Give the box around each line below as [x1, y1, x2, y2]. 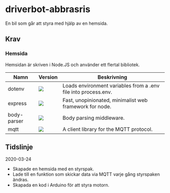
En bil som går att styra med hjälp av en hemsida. [5, 20, 108, 26]
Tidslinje [5, 143, 33, 152]
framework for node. [62, 103, 111, 110]
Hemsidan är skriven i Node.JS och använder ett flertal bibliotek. [5, 62, 140, 68]
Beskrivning [97, 73, 127, 80]
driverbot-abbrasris [5, 4, 91, 15]
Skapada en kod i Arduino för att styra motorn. [12, 182, 110, 188]
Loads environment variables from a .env [62, 82, 160, 89]
